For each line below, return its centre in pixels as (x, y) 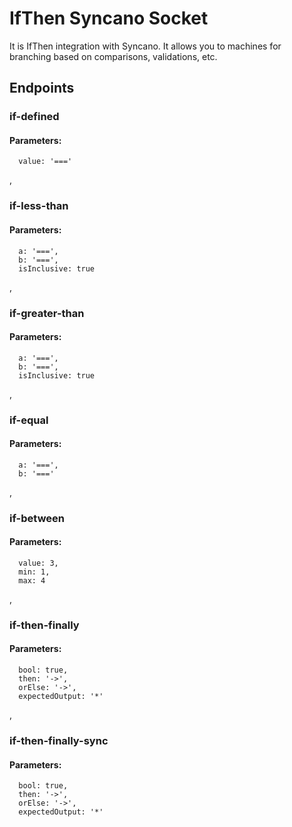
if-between (37, 518)
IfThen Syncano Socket (109, 18)
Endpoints (42, 88)
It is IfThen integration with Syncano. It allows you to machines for (145, 46)
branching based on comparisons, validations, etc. (113, 56)
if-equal (29, 420)
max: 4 (32, 580)
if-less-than (39, 206)
